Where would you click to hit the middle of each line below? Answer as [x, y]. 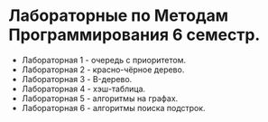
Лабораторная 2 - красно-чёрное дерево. [103, 70]
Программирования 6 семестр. [134, 35]
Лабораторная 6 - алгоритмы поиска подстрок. [113, 108]
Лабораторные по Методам [119, 16]
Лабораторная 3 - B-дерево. [77, 79]
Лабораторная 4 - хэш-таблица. [83, 89]
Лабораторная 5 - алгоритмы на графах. [100, 98]
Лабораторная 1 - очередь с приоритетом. [104, 60]
